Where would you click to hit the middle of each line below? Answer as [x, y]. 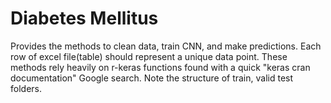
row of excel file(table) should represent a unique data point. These [149, 56]
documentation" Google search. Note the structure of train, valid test [152, 78]
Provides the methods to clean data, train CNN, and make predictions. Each [166, 46]
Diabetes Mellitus [84, 18]
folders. [26, 88]
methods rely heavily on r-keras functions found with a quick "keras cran [160, 67]
